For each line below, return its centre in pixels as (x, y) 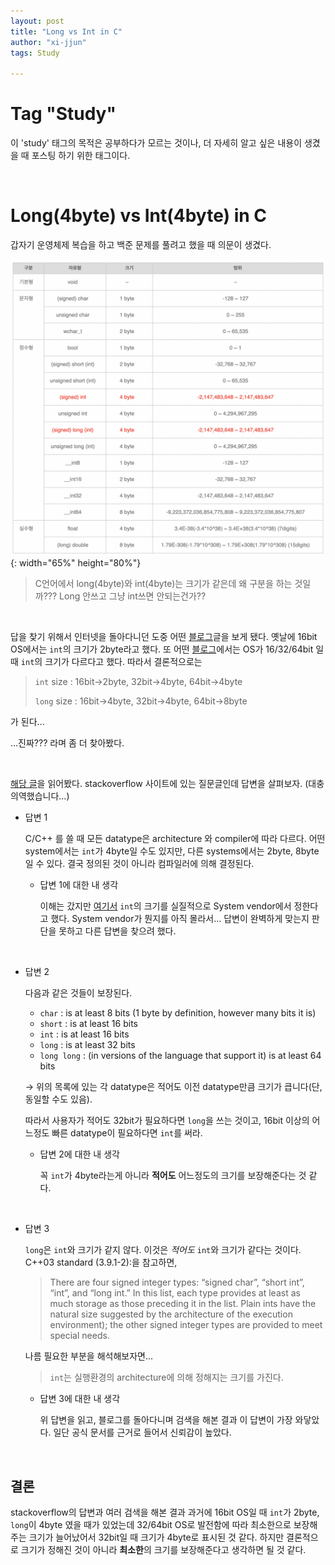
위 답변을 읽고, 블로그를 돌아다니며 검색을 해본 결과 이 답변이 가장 (166, 1420)
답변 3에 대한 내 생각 (80, 1399)
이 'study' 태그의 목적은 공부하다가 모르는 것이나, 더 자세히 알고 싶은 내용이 (156, 143)
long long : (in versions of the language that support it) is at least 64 (180, 1056)
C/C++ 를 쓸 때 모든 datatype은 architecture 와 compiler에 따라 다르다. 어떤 (175, 839)
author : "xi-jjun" (48, 42)
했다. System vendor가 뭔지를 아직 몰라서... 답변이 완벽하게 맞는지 (180, 919)
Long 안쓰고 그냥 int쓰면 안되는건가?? (133, 596)
